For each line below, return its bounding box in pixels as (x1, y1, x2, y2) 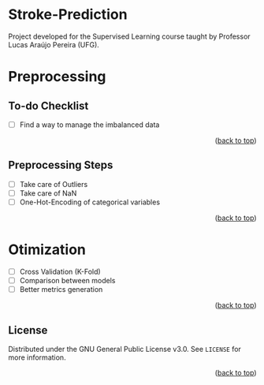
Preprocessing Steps (8, 159, 113, 172)
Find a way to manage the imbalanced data (19, 120, 160, 129)
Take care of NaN (19, 188, 77, 198)
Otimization (8, 241, 87, 259)
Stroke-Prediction (8, 6, 128, 24)
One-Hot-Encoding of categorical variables (19, 197, 160, 207)
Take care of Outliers (19, 179, 88, 189)
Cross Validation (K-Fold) (19, 267, 101, 276)
